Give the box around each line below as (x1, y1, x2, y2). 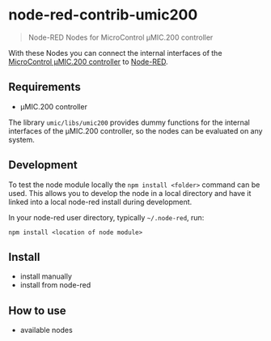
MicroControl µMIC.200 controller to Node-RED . (8, 57, 168, 66)
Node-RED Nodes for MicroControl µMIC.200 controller (28, 32, 214, 42)
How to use (8, 304, 66, 318)
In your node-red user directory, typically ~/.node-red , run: (8, 212, 205, 222)
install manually (19, 271, 73, 281)
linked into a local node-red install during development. (8, 197, 193, 207)
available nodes (19, 326, 73, 335)
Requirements (8, 80, 81, 94)
